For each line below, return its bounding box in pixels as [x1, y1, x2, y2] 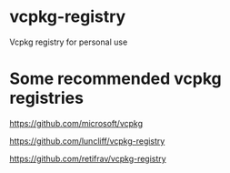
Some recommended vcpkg [9, 68, 222, 89]
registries [9, 88, 85, 108]
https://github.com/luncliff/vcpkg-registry [9, 135, 165, 147]
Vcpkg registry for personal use [9, 36, 128, 47]
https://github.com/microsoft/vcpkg [9, 117, 144, 128]
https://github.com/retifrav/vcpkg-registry [9, 153, 166, 164]
